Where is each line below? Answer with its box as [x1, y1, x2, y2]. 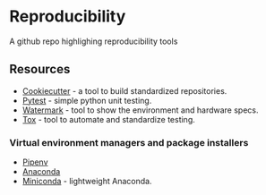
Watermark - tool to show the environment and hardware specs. [21, 105, 259, 115]
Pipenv [21, 157, 48, 167]
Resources [9, 62, 71, 77]
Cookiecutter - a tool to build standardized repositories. [21, 85, 227, 96]
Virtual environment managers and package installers [9, 136, 249, 148]
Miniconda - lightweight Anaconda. [21, 176, 152, 187]
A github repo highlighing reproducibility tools [9, 36, 178, 47]
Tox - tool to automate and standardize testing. [21, 114, 195, 124]
